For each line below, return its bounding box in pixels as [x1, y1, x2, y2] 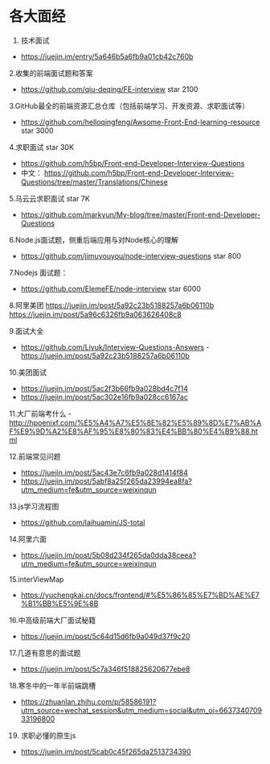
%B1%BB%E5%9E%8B [20, 598, 99, 608]
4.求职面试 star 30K [9, 142, 75, 152]
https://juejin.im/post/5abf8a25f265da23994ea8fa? [20, 476, 192, 486]
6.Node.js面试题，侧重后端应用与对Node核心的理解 [9, 235, 179, 244]
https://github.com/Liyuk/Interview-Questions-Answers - [20, 342, 210, 351]
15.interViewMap [9, 574, 64, 584]
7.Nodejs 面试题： [9, 268, 68, 277]
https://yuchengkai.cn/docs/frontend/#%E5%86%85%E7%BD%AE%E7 [20, 590, 260, 600]
